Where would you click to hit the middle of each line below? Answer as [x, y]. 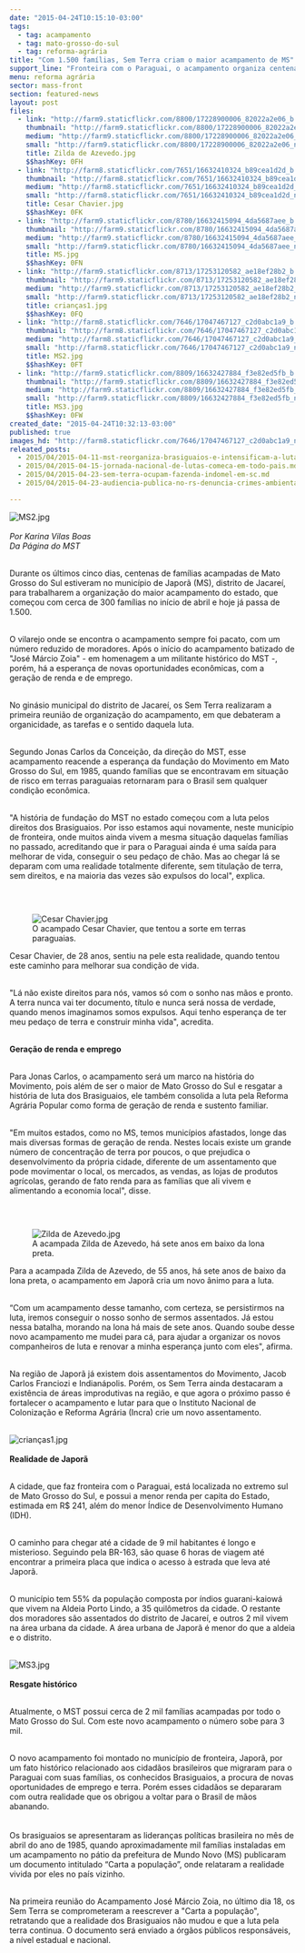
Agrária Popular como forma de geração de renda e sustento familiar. [139, 1105]
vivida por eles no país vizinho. [67, 1874]
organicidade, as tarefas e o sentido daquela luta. [102, 724]
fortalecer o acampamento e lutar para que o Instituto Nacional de [133, 1403]
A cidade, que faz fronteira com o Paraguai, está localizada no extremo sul [149, 1486]
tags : [20, 26]
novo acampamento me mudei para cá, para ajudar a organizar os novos [145, 1336]
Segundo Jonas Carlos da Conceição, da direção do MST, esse [128, 751]
